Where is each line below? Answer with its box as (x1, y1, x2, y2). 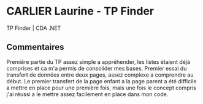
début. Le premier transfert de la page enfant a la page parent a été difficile (6, 77, 197, 85)
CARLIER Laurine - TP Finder (6, 4, 155, 18)
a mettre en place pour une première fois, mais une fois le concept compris (6, 84, 196, 91)
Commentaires (6, 42, 64, 52)
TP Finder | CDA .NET (6, 24, 61, 32)
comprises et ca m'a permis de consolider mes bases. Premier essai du (6, 64, 187, 72)
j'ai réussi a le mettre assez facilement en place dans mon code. (6, 90, 169, 98)
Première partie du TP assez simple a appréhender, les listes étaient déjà (6, 58, 191, 65)
